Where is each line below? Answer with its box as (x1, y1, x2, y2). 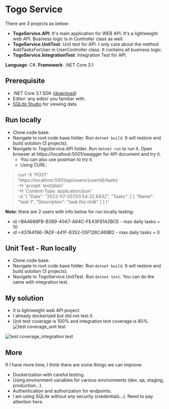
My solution (5, 294, 44, 303)
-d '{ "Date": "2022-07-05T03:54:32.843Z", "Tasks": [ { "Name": (17, 193, 154, 199)
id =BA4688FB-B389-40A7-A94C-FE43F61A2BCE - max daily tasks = (12, 218, 160, 225)
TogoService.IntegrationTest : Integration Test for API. (12, 52, 127, 58)
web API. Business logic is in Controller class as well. (12, 36, 124, 42)
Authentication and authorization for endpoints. (12, 388, 112, 394)
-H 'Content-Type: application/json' (17, 187, 93, 194)
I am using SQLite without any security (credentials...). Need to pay (12, 393, 154, 399)
